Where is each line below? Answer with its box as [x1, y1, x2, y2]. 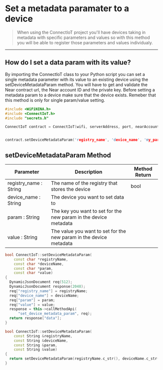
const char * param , [14, 266, 53, 271]
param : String [7, 214, 40, 221]
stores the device [50, 185, 91, 192]
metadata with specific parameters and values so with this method [16, 35, 150, 40]
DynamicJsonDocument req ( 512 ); [9, 279, 73, 285]
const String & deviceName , [14, 338, 68, 343]
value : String [7, 234, 38, 240]
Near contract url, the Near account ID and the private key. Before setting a [5, 87, 155, 92]
